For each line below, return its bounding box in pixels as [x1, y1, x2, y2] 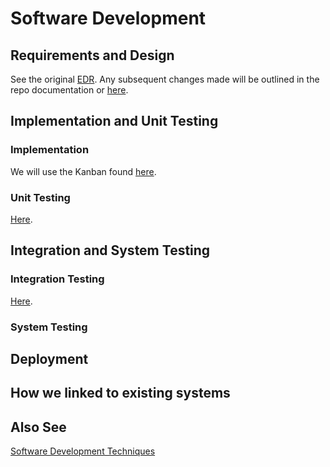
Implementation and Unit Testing [10, 113, 219, 130]
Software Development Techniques [10, 445, 156, 457]
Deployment [10, 350, 89, 367]
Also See [10, 418, 67, 436]
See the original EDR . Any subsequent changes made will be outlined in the [10, 73, 320, 85]
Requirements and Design [10, 47, 175, 64]
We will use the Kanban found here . [10, 165, 157, 177]
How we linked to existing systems [10, 385, 231, 402]
